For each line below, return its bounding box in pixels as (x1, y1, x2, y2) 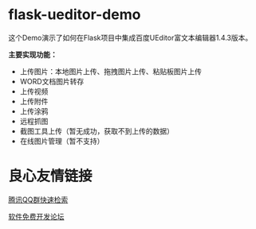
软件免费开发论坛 (8, 212, 65, 221)
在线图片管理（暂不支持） (19, 136, 104, 146)
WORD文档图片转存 (19, 76, 85, 86)
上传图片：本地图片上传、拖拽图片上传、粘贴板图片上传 (19, 66, 202, 76)
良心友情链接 (8, 167, 93, 185)
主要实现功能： (8, 49, 57, 59)
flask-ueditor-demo (8, 6, 141, 24)
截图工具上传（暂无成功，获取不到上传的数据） (19, 126, 174, 136)
